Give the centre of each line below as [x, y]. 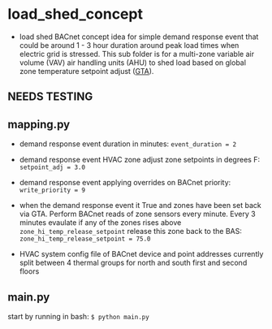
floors [29, 271]
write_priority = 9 [52, 190]
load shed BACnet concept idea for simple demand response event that [139, 37]
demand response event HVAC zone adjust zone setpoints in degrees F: [140, 160]
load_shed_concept [76, 14]
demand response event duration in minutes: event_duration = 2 [128, 144]
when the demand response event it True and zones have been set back [140, 206]
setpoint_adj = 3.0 [52, 167]
